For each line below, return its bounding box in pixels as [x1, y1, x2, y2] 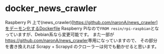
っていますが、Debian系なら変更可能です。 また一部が [5, 31, 114, 37]
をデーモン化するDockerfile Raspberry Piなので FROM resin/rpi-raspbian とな [5, 25, 159, 31]
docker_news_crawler [5, 3, 97, 14]
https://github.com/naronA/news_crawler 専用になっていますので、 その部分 [5, 37, 158, 43]
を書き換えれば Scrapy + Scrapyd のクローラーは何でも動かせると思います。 [5, 43, 159, 49]
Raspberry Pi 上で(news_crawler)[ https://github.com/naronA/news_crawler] [5, 19, 158, 25]
